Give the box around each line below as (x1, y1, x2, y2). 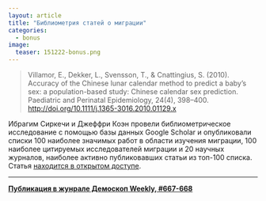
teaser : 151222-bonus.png (15, 48, 101, 56)
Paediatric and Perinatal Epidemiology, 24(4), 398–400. (27, 96, 210, 104)
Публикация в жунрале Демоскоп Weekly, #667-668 (8, 184, 193, 193)
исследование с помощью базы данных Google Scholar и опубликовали (8, 127, 252, 137)
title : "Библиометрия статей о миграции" (8, 19, 147, 27)
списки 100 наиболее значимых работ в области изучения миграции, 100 (8, 136, 257, 145)
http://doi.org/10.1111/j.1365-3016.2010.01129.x (27, 104, 177, 113)
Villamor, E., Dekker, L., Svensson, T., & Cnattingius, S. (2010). (27, 70, 230, 79)
